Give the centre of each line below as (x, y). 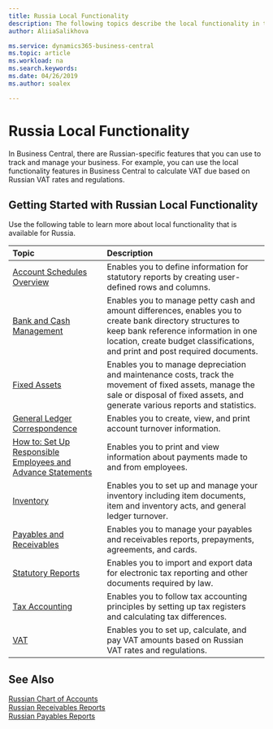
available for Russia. (42, 234)
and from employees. (147, 467)
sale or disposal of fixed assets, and (175, 395)
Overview (31, 282)
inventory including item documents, (176, 495)
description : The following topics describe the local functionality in (134, 24)
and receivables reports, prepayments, (180, 539)
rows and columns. (174, 287)
